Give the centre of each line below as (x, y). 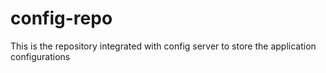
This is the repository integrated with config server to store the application (163, 46)
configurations (40, 56)
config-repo (61, 18)
